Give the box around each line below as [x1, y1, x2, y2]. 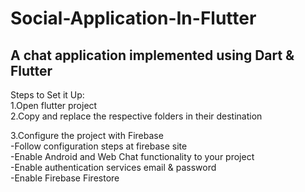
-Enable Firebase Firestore [10, 172, 120, 184]
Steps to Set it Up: [10, 89, 85, 101]
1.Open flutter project [10, 100, 98, 111]
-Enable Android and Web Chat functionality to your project [10, 151, 255, 162]
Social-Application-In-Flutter [10, 7, 257, 30]
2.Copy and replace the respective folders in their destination [10, 110, 263, 122]
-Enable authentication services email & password [10, 162, 217, 173]
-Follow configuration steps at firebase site [10, 140, 188, 152]
